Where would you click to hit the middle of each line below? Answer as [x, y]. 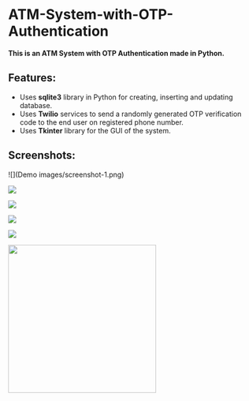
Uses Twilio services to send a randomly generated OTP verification [130, 114]
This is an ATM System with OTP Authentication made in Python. [116, 53]
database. [36, 105]
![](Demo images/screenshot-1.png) [66, 174]
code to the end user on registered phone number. [101, 122]
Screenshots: [42, 156]
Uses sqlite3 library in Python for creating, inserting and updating [126, 97]
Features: [32, 78]
